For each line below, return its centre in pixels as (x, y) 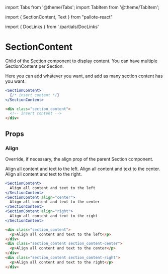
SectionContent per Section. (34, 66)
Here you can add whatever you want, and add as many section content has (84, 76)
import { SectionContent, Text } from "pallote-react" (59, 17)
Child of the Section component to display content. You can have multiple (81, 61)
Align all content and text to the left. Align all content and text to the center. (83, 169)
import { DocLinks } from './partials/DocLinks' (52, 27)
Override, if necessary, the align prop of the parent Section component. (79, 159)
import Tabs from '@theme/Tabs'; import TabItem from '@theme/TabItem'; (82, 7)
